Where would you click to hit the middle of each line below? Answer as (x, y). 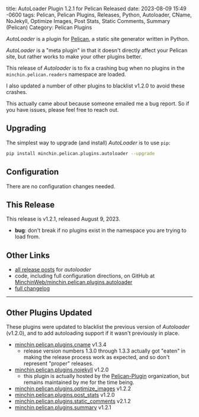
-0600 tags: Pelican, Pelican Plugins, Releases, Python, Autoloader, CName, (99, 15)
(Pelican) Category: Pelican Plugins (49, 27)
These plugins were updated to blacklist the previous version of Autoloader (98, 327)
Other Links (28, 255)
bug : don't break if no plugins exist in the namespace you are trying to (100, 231)
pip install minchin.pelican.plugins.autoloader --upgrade (81, 153)
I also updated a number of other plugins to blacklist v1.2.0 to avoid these (96, 86)
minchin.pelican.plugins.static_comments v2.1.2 (73, 401)
